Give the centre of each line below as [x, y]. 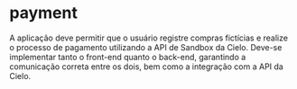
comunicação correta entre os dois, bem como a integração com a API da [147, 67]
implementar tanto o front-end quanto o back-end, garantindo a [128, 57]
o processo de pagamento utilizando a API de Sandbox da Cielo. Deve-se [146, 47]
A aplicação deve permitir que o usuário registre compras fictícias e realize [149, 38]
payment [44, 13]
